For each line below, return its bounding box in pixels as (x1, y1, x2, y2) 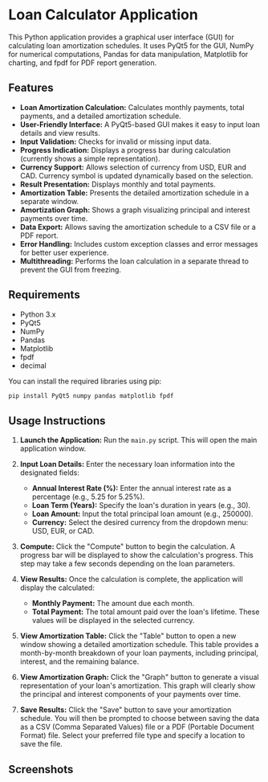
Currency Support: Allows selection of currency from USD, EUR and (19, 162, 247, 172)
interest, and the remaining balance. (19, 657, 140, 666)
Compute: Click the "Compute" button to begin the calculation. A (19, 542, 236, 551)
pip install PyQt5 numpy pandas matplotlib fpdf (8, 391, 174, 399)
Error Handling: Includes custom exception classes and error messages (19, 239, 258, 248)
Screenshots (8, 762, 74, 776)
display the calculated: (19, 583, 95, 592)
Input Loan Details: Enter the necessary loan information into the (19, 460, 235, 469)
